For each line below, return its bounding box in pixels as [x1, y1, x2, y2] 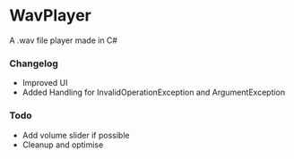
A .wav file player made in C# [9, 35, 118, 46]
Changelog [9, 57, 58, 70]
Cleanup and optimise [22, 139, 104, 150]
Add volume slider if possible [22, 130, 130, 140]
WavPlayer [9, 5, 92, 26]
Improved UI [22, 78, 68, 88]
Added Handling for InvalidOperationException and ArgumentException [22, 87, 286, 98]
